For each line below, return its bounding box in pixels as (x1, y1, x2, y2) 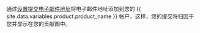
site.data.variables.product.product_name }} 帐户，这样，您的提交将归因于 (6, 13, 194, 20)
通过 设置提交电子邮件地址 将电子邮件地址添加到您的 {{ (6, 5, 141, 12)
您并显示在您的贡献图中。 (6, 20, 71, 27)
